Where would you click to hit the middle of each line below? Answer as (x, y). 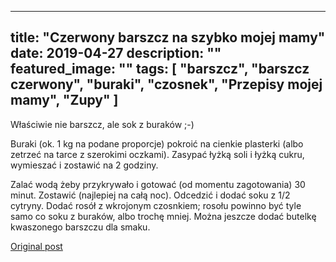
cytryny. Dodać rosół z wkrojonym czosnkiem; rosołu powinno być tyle (156, 205)
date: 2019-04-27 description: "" (116, 53)
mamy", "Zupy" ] (64, 100)
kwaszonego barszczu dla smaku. (80, 227)
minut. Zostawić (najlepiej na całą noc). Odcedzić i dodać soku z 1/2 (150, 195)
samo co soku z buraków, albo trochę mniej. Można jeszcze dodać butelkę (163, 216)
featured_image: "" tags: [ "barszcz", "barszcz (160, 69)
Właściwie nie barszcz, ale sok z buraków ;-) (102, 124)
